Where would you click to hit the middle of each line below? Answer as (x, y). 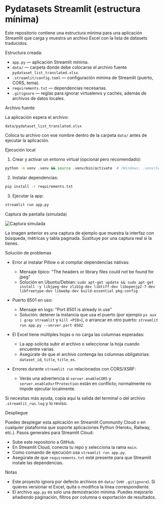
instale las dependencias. (38, 463)
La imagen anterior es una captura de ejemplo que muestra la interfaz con (80, 233)
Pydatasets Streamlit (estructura (73, 9)
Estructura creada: (24, 53)
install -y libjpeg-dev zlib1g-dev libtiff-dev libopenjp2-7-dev (87, 287)
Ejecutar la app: (28, 195)
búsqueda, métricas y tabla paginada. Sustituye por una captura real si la (79, 238)
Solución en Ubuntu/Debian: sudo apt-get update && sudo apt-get (86, 282)
